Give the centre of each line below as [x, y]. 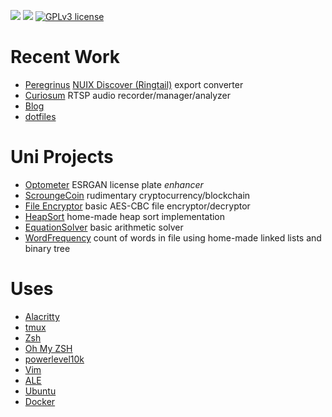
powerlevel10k [54, 359]
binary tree [47, 248]
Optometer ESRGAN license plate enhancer [114, 184]
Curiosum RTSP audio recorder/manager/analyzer [128, 95]
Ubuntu [40, 391]
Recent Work [65, 57]
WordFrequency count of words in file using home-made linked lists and [173, 237]
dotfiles [40, 116]
